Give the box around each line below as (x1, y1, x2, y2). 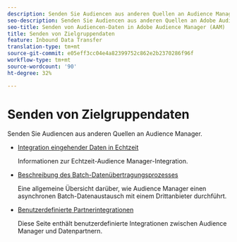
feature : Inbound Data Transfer (7, 37, 102, 44)
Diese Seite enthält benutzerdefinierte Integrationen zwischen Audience (17, 219, 227, 228)
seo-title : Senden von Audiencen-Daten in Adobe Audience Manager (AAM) (7, 23, 226, 30)
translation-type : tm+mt (7, 43, 80, 50)
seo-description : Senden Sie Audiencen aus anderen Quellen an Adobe (7, 17, 217, 24)
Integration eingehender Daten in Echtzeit (17, 143, 139, 152)
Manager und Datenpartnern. (17, 227, 103, 236)
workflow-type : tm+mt (7, 57, 71, 64)
